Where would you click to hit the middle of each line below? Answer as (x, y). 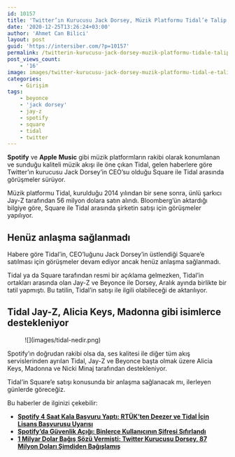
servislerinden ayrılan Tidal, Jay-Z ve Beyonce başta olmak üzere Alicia (110, 360)
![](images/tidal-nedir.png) (63, 339)
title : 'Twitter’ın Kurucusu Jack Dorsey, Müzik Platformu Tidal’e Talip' (119, 20)
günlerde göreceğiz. (36, 389)
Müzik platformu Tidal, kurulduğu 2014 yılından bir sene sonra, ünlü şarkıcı (115, 193)
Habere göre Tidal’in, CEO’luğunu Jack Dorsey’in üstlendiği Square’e (106, 254)
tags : (15, 92)
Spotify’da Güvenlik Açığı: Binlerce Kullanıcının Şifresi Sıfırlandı (112, 431)
